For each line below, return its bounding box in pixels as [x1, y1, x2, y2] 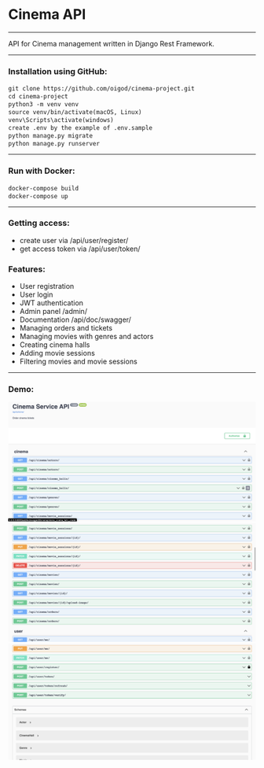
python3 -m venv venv [8, 101, 79, 109]
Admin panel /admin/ [19, 307, 88, 316]
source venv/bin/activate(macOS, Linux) [8, 109, 143, 116]
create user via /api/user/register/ [19, 235, 129, 245]
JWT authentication [19, 298, 84, 308]
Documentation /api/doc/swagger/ [19, 315, 132, 324]
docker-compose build [8, 184, 79, 192]
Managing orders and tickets [19, 323, 112, 333]
